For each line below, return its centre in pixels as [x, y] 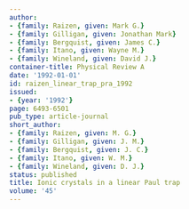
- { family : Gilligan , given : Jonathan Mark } [93, 34]
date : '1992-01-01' [45, 76]
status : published [43, 174]
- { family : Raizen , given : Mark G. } [77, 26]
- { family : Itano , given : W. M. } [71, 158]
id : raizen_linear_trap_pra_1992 [71, 84]
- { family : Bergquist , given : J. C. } [79, 149]
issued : [24, 92]
